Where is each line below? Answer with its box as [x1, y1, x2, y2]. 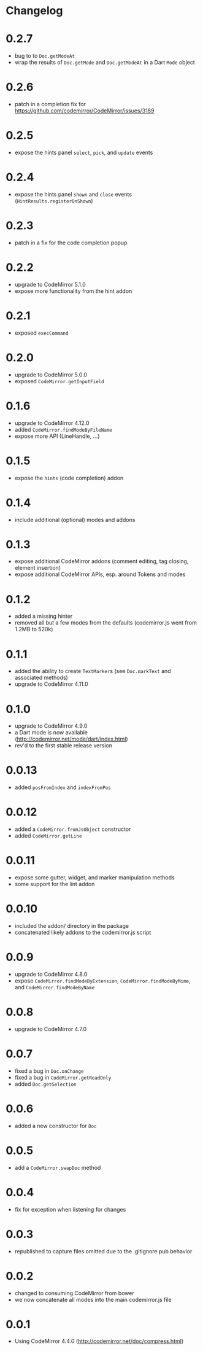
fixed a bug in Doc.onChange [14, 1067, 84, 1075]
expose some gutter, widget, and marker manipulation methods [14, 874, 175, 881]
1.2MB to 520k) [14, 626, 53, 633]
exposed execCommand [14, 329, 69, 337]
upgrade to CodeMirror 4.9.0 [14, 722, 88, 730]
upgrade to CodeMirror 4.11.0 [14, 680, 88, 688]
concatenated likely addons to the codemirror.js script [14, 929, 151, 936]
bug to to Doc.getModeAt [14, 52, 75, 60]
